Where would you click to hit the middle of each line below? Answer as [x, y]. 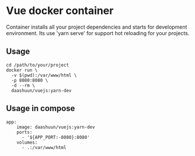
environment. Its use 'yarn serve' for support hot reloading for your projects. [98, 33]
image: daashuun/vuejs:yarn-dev [56, 127]
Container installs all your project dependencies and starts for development [97, 27]
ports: [25, 132]
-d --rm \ [23, 85]
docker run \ [22, 70]
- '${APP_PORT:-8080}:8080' [56, 137]
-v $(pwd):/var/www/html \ [44, 75]
